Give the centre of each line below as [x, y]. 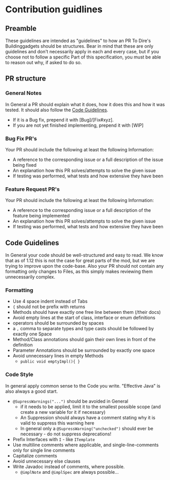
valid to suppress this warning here [57, 423]
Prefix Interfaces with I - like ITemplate [54, 439]
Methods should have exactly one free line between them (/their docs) [87, 312]
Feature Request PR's [33, 189]
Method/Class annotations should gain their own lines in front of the [84, 339]
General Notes [23, 93]
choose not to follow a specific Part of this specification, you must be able [83, 57]
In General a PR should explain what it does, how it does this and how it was [85, 104]
